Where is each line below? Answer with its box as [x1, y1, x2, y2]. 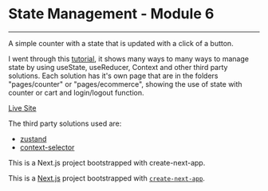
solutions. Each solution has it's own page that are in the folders [8, 71, 219, 80]
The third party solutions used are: [8, 119, 122, 128]
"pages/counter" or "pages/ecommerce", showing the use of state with [8, 79, 242, 88]
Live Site [8, 103, 37, 112]
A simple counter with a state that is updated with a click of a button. [8, 38, 234, 48]
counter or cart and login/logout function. [8, 88, 145, 97]
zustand [19, 134, 47, 143]
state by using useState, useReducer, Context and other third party [8, 62, 228, 72]
